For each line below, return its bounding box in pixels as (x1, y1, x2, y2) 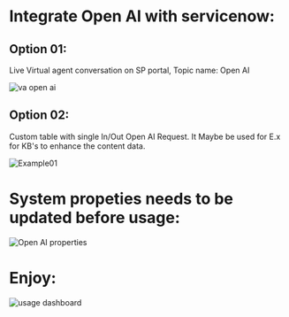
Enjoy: (9, 267, 57, 288)
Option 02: (9, 108, 70, 123)
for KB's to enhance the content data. (9, 140, 146, 151)
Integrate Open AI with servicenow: (9, 6, 276, 27)
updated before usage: (9, 208, 181, 228)
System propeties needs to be (9, 189, 234, 209)
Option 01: (9, 42, 67, 57)
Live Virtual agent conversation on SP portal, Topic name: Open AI (9, 65, 250, 75)
